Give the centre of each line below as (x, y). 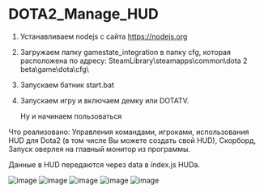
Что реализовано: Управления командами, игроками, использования (129, 132)
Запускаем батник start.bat (67, 85)
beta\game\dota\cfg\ (54, 69)
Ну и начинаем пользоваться (71, 116)
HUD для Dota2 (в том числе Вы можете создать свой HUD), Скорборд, (132, 140)
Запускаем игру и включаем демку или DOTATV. (104, 100)
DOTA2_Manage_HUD (84, 14)
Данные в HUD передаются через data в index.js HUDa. (104, 164)
